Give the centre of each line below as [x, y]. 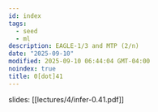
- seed [27, 31]
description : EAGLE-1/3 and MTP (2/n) [74, 46]
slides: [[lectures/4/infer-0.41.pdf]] [66, 99]
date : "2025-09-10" [41, 54]
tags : [17, 24]
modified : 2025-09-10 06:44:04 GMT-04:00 [79, 62]
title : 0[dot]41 [36, 76]
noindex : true [32, 69]
